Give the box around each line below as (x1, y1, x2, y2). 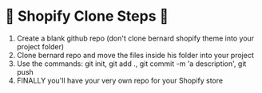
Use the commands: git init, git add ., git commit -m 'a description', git (16, 59, 247, 68)
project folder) (16, 41, 65, 51)
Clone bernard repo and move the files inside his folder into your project (16, 50, 254, 60)
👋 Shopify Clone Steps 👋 (5, 7, 169, 25)
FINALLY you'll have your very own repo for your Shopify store (16, 76, 223, 85)
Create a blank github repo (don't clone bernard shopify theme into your (16, 33, 255, 43)
